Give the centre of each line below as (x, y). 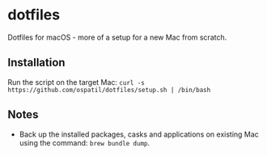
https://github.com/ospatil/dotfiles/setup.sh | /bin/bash (109, 90)
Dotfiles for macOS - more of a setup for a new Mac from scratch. (117, 37)
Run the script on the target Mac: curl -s (76, 82)
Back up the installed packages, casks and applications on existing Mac (139, 134)
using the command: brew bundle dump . (85, 142)
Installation (36, 63)
